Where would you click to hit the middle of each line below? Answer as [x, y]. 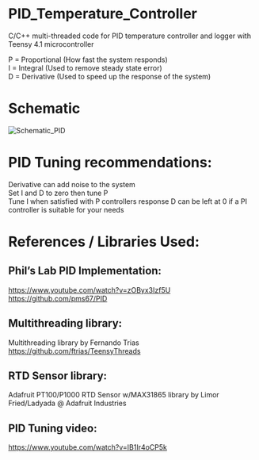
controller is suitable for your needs [66, 209]
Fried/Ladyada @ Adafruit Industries [67, 403]
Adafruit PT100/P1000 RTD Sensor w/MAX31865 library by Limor [114, 395]
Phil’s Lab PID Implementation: [85, 271]
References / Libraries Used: [104, 242]
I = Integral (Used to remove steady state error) [85, 67]
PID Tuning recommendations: [110, 163]
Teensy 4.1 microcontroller [51, 44]
